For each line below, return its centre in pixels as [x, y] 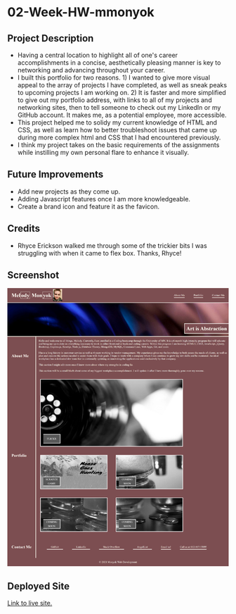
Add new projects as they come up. [69, 192]
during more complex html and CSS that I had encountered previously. [119, 137]
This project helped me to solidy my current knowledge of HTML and [117, 123]
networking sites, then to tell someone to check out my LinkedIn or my [119, 107]
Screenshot [33, 275]
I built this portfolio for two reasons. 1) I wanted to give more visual [114, 77]
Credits [24, 228]
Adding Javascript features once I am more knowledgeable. [104, 199]
